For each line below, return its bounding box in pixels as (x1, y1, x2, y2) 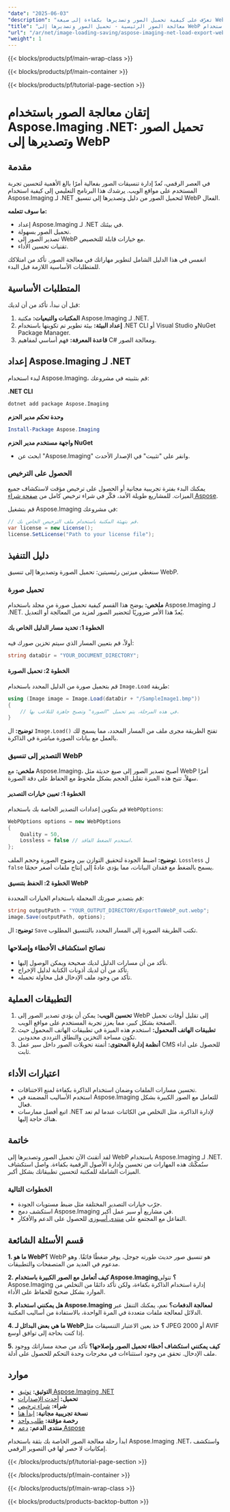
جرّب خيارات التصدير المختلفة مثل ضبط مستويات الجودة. (17, 1200, 162, 1209)
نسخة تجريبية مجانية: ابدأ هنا (17, 1409, 88, 1417)
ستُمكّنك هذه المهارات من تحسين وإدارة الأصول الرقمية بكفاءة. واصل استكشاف (8, 1160, 209, 1168)
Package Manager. (17, 328, 71, 336)
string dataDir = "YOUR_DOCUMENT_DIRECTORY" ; (8, 652, 139, 659)
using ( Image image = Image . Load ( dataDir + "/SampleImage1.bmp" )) (8, 695, 201, 702)
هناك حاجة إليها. (17, 1115, 57, 1123)
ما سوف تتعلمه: (8, 207, 47, 216)
